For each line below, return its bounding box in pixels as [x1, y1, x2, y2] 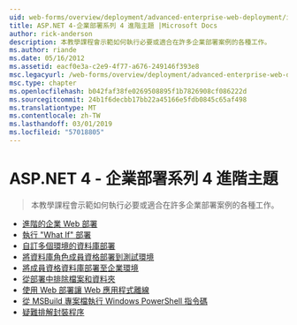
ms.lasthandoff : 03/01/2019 [9, 120, 113, 129]
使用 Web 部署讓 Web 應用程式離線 [21, 284, 150, 295]
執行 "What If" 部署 [21, 229, 92, 239]
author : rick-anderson [9, 29, 93, 38]
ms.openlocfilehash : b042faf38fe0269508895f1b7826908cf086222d [9, 87, 247, 95]
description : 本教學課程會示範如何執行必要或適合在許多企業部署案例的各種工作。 [9, 37, 271, 47]
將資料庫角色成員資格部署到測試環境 [21, 251, 155, 261]
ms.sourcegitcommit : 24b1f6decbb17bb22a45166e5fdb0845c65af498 [9, 94, 247, 104]
